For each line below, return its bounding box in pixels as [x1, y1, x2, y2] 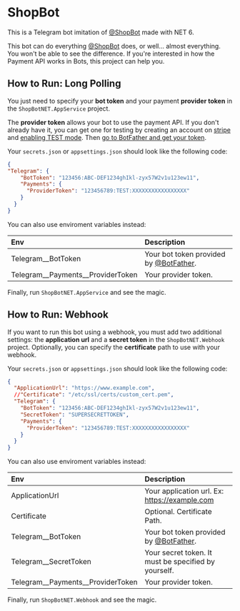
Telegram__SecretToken [11, 557, 91, 567]
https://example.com [144, 495, 214, 505]
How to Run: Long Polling [7, 78, 121, 90]
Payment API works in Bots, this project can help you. [7, 56, 165, 65]
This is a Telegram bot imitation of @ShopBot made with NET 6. [7, 28, 194, 36]
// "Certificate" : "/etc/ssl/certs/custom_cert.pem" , [14, 391, 174, 398]
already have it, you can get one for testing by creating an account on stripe [7, 126, 231, 134]
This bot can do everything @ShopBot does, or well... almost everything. [7, 41, 221, 50]
